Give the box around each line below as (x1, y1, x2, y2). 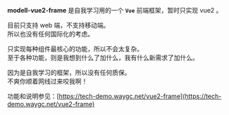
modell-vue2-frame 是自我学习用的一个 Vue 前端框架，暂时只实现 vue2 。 (7, 6, 223, 14)
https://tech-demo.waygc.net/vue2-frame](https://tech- (58, 92, 222, 100)
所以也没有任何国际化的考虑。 (7, 30, 94, 38)
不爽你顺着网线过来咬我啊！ (7, 77, 88, 86)
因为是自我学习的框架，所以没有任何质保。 (7, 69, 131, 76)
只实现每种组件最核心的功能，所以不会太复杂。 (7, 45, 143, 53)
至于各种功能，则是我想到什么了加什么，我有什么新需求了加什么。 (7, 53, 199, 62)
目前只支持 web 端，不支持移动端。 (7, 21, 110, 29)
